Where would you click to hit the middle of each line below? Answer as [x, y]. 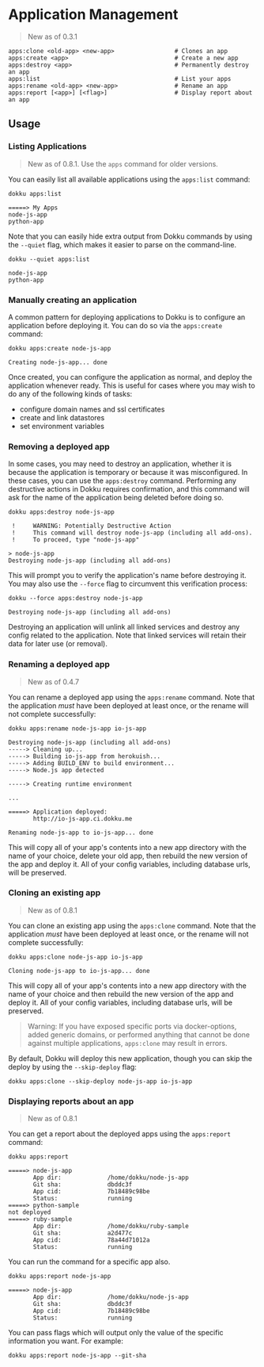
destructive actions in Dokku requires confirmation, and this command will [129, 489]
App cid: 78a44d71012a [91, 1240]
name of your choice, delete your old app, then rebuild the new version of [128, 856]
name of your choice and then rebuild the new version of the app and [121, 994]
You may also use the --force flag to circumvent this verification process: [128, 584]
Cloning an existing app [55, 893]
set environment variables [62, 426]
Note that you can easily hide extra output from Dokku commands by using [130, 236]
